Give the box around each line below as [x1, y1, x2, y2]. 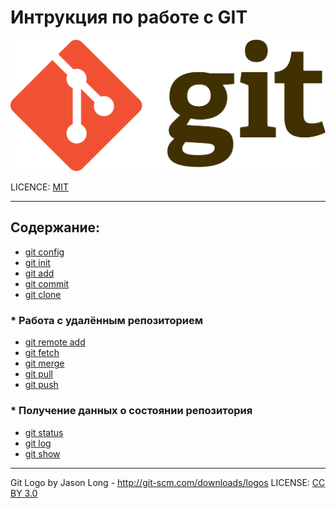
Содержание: [10, 219, 101, 236]
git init [24, 256, 51, 268]
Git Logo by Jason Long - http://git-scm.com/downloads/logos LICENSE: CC [10, 476, 326, 488]
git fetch [24, 347, 60, 359]
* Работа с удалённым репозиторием [10, 313, 203, 327]
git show [24, 447, 61, 460]
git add [24, 267, 55, 279]
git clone [24, 288, 62, 300]
